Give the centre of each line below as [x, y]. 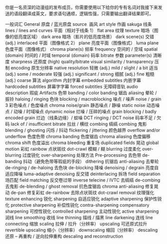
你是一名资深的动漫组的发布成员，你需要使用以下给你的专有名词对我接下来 [82, 7]
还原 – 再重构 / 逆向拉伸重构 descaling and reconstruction [64, 236]
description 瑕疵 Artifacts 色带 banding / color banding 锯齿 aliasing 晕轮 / [81, 93]
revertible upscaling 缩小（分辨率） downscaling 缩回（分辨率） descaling [82, 230]
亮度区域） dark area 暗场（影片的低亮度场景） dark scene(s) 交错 [86, 37]
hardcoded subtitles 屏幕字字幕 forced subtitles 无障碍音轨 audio [72, 87]
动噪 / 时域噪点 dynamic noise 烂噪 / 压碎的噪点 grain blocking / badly [85, 112]
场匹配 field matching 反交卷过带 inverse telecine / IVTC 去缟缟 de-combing [83, 180]
